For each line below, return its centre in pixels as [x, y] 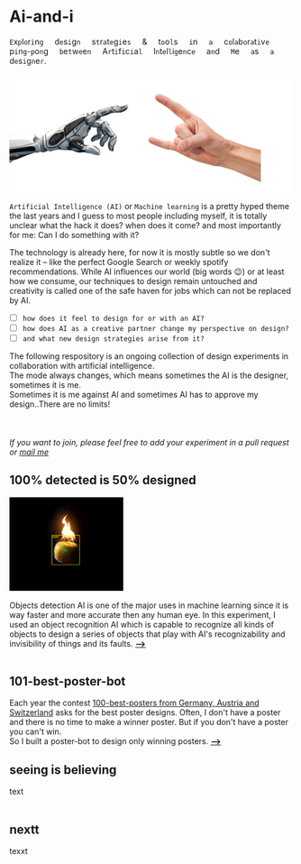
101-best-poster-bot [68, 681]
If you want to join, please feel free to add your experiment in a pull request [150, 442]
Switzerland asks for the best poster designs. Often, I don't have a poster [145, 712]
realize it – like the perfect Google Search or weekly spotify [119, 262]
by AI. [20, 300]
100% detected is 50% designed [103, 480]
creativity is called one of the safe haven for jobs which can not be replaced [150, 290]
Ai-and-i [41, 17]
